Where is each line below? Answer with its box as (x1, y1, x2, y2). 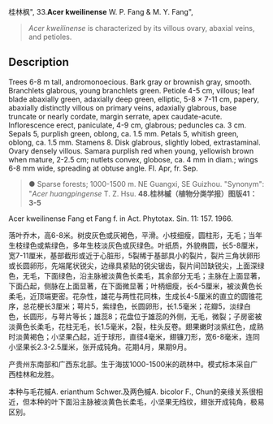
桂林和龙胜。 (15, 369, 58, 379)
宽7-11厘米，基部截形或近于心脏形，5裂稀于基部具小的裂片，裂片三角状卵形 (8, 250, 262, 260)
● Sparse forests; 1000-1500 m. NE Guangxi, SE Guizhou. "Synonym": (28, 179, 265, 188)
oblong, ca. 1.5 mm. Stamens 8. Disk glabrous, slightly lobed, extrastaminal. (8, 137, 262, 147)
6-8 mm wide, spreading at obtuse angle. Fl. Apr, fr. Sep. (8, 163, 199, 173)
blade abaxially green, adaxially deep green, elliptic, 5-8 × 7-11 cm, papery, (8, 94, 260, 104)
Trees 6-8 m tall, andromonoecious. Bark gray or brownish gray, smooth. (8, 76, 252, 87)
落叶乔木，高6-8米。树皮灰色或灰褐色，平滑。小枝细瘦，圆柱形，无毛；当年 (8, 230, 262, 240)
